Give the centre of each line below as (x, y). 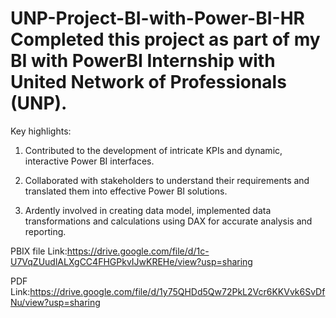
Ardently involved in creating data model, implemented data (148, 210)
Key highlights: (41, 131)
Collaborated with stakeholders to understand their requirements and (167, 180)
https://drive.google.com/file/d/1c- (138, 251)
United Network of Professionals (148, 82)
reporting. (45, 231)
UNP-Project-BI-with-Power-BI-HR (157, 18)
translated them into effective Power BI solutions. (126, 191)
